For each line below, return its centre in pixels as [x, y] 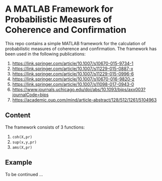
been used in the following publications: [45, 54]
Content [18, 116]
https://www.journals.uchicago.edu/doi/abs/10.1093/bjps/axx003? [79, 89]
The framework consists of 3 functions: [45, 127]
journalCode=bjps [30, 95]
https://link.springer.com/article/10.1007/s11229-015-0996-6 [73, 74]
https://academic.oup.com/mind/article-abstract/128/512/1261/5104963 [84, 100]
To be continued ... [24, 174]
